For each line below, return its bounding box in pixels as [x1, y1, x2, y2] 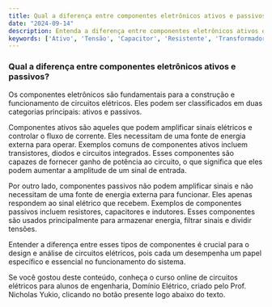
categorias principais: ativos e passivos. [8, 107, 142, 116]
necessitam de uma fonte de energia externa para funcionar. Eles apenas [8, 189, 253, 199]
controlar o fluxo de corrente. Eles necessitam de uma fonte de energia [8, 131, 246, 141]
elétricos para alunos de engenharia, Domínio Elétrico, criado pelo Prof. [8, 280, 247, 291]
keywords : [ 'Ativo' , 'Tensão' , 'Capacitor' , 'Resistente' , [8, 34, 212, 43]
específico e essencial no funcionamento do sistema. [8, 256, 186, 267]
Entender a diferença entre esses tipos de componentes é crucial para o [8, 239, 249, 249]
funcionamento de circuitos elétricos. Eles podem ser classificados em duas [8, 98, 263, 107]
